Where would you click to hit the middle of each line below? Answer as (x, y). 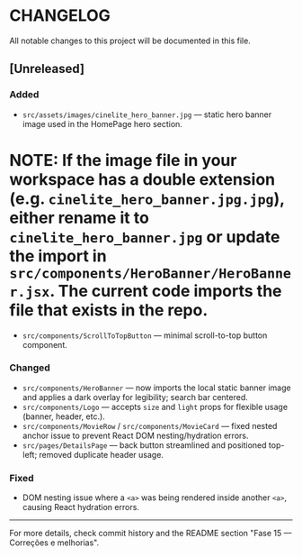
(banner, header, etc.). (63, 416)
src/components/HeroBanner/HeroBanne (151, 274)
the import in (58, 256)
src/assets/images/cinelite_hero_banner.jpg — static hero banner (147, 114)
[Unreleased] (47, 69)
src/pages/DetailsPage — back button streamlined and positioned (144, 445)
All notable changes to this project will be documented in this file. (130, 41)
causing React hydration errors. (80, 507)
